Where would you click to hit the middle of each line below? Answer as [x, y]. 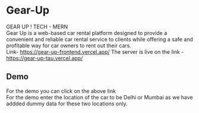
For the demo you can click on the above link [61, 91]
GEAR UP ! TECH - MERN [37, 27]
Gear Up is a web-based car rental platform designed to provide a [87, 33]
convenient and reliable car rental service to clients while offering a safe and [99, 39]
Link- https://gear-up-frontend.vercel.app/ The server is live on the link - [95, 51]
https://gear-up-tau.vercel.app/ [45, 58]
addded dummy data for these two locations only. [67, 104]
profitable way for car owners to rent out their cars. [69, 46]
